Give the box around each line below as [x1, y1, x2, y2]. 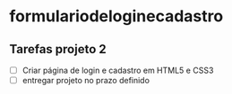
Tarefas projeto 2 [9, 42, 107, 57]
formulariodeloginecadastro [9, 6, 224, 27]
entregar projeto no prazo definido [21, 75, 150, 86]
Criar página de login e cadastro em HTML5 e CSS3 [21, 65, 214, 75]
